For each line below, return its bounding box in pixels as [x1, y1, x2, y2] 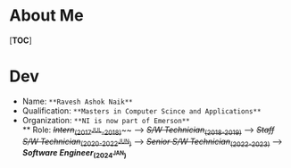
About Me [9, 5, 84, 26]
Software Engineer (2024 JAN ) [21, 147, 127, 161]
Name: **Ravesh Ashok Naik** [21, 96, 133, 106]
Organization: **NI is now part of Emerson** [21, 114, 190, 125]
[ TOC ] [9, 35, 33, 46]
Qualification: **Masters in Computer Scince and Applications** [21, 105, 262, 116]
